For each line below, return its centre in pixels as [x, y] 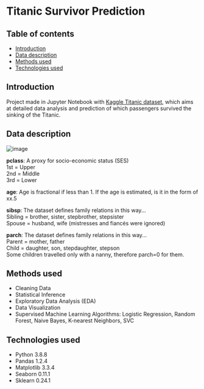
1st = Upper [21, 167]
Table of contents [40, 34]
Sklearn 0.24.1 [33, 380]
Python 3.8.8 [31, 355]
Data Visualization [38, 308]
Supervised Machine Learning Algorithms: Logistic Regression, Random [105, 314]
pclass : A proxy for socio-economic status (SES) [68, 161]
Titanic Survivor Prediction [76, 11]
